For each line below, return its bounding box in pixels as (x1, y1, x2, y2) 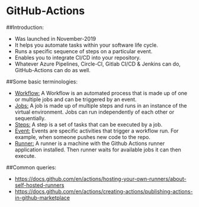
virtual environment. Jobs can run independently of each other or (14, 108, 175, 115)
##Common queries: (6, 164, 56, 171)
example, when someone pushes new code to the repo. (14, 133, 151, 140)
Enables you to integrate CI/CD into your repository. (14, 54, 141, 61)
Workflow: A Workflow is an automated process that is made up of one (14, 89, 188, 96)
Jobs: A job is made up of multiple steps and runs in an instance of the (14, 102, 187, 109)
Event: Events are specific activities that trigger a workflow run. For (14, 127, 179, 134)
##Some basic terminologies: (6, 78, 78, 85)
